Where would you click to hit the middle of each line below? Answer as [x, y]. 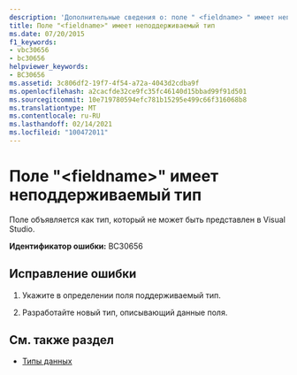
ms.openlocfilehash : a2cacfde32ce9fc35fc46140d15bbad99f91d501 [128, 91]
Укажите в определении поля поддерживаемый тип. [121, 295]
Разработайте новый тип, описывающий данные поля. [125, 312]
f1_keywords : [33, 42]
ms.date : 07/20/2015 [47, 34]
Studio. [22, 229]
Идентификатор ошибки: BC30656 [76, 246]
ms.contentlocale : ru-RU [55, 116]
